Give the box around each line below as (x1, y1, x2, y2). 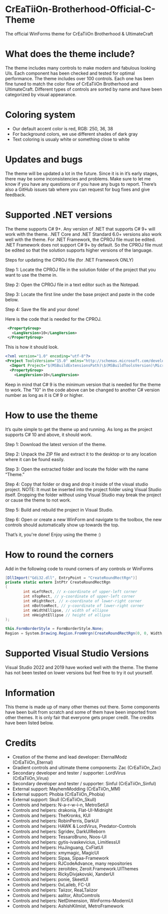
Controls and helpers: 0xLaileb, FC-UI (12, 881, 91, 887)
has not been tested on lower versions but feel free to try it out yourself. (5, 670, 153, 675)
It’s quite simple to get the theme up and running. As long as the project (5, 426, 152, 432)
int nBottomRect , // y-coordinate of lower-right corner (23, 603, 144, 608)
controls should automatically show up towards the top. (5, 522, 119, 528)
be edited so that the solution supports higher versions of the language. (5, 247, 153, 253)
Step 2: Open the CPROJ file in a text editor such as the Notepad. (5, 282, 140, 288)
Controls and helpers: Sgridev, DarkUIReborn (12, 828, 106, 834)
